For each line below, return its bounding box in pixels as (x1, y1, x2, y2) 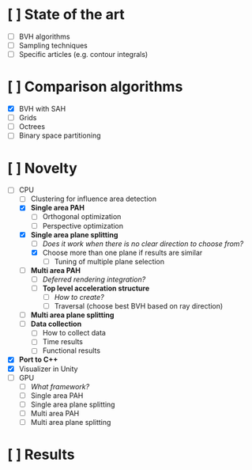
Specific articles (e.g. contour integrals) (18, 50, 149, 59)
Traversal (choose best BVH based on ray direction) (54, 301, 224, 311)
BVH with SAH (18, 104, 66, 114)
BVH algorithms (18, 32, 70, 41)
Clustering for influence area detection (30, 194, 157, 203)
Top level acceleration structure (42, 283, 150, 293)
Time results (42, 337, 84, 347)
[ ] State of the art (7, 6, 126, 24)
